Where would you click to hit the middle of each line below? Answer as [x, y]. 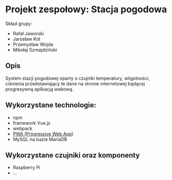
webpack [22, 128]
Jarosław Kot [26, 39]
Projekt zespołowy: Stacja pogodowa [86, 9]
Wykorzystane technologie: [51, 105]
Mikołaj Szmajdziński [35, 50]
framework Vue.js [31, 123]
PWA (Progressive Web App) [43, 133]
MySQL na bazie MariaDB [40, 139]
